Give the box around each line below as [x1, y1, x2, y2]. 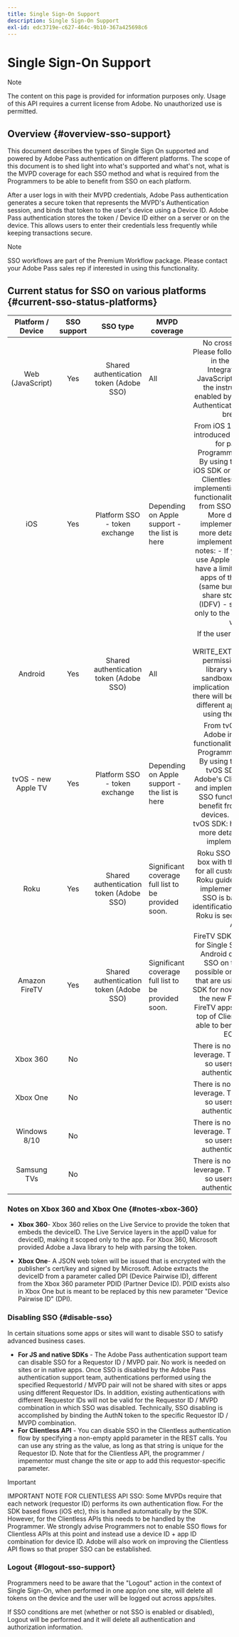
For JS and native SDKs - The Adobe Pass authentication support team [17, 1350, 228, 1359]
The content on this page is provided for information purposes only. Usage [7, 92, 226, 101]
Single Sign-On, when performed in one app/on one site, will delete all [7, 1586, 213, 1595]
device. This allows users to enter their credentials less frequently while [7, 221, 218, 230]
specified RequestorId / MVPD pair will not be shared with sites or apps [17, 1380, 227, 1389]
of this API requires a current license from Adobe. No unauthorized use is [7, 99, 223, 108]
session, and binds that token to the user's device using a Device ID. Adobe [7, 206, 229, 215]
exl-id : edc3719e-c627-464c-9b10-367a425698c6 [7, 24, 148, 31]
